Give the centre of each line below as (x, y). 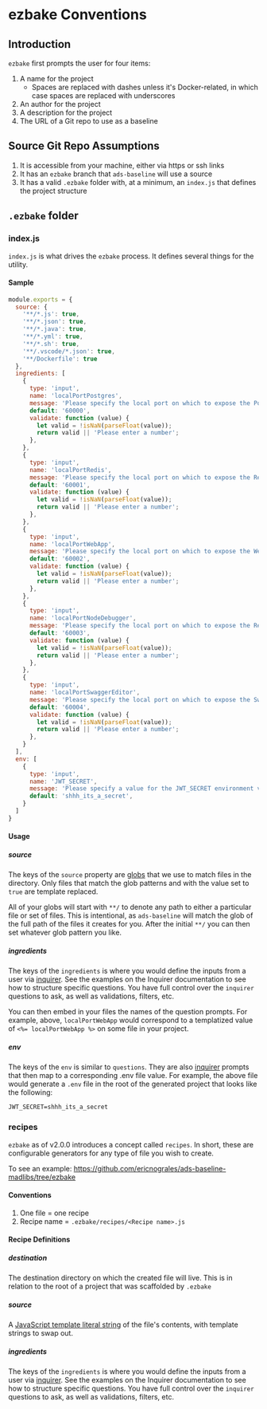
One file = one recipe (54, 1213)
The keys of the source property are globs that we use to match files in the (130, 875)
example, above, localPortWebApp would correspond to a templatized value (131, 1020)
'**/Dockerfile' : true (60, 359)
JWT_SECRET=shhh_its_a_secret (58, 1107)
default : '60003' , (60, 633)
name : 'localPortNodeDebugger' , (83, 618)
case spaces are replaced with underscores (103, 96)
